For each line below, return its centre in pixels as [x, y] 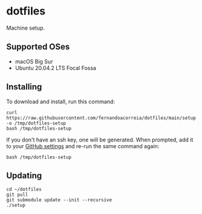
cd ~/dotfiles [24, 190]
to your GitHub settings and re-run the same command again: [83, 146]
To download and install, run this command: [60, 102]
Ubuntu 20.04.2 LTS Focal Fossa [56, 68]
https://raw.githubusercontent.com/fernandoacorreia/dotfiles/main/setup [101, 118]
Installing [24, 87]
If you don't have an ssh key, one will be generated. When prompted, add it [100, 140]
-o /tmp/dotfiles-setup [36, 123]
